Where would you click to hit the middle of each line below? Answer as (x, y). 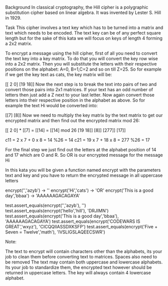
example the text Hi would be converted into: (51, 105)
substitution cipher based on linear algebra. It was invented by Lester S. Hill (83, 13)
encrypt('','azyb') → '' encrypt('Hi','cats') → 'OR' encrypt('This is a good (79, 190)
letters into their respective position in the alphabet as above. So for (75, 100)
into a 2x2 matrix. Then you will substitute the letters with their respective (81, 64)
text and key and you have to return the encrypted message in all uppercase (84, 175)
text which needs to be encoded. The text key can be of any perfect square (83, 33)
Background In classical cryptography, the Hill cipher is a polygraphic (77, 7)
